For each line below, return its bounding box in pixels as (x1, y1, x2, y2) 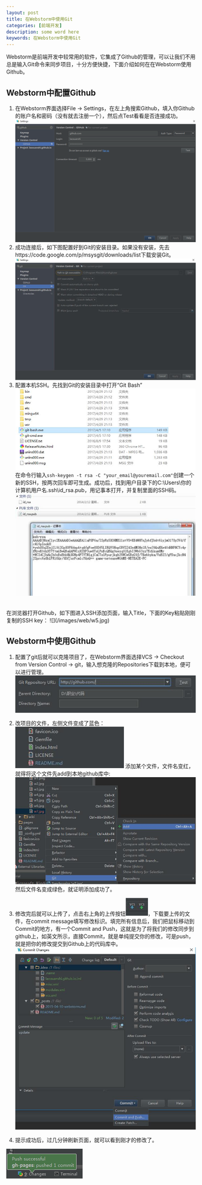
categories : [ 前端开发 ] (6, 22, 62, 28)
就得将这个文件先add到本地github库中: (14, 770, 111, 777)
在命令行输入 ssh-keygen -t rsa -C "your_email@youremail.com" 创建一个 (14, 471, 195, 478)
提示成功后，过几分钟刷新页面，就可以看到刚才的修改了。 (14, 1136, 158, 1143)
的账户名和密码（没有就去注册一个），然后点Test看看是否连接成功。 (14, 112, 182, 119)
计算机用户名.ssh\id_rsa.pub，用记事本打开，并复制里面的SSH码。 (14, 486, 180, 493)
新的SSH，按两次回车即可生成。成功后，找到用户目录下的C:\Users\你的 (14, 479, 192, 486)
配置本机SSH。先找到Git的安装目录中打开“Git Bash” (14, 381, 142, 389)
